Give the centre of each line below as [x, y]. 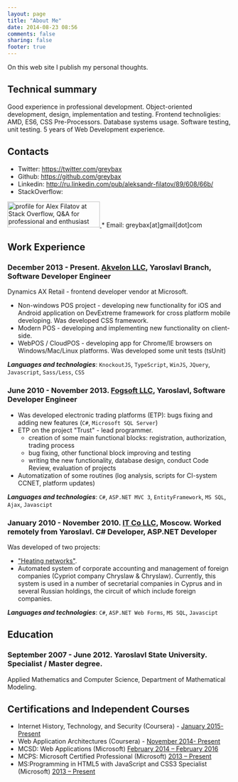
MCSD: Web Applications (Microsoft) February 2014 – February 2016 [118, 749]
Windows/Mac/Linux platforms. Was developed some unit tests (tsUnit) [121, 351]
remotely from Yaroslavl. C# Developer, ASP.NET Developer [112, 532]
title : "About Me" [34, 21]
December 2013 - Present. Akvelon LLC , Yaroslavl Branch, [109, 267]
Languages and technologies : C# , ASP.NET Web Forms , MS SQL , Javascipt [113, 612]
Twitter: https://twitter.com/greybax [70, 168]
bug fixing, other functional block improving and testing [109, 453]
